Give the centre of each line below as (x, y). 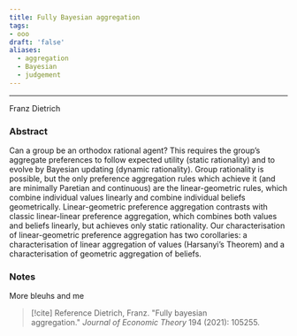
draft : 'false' (37, 42)
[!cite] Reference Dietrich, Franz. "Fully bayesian (119, 313)
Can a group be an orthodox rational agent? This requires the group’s (135, 150)
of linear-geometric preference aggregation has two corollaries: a (128, 235)
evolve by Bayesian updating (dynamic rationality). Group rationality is (137, 170)
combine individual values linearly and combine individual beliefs (127, 198)
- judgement (39, 75)
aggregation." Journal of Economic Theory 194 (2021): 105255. (145, 323)
